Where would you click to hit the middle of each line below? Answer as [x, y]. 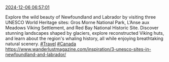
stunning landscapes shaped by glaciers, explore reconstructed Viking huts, [85, 33]
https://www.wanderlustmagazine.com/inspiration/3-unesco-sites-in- [78, 49]
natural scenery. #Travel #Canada [41, 44]
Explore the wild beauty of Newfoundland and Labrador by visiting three [81, 17]
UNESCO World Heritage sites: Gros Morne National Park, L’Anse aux [77, 22]
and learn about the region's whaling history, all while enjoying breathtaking [84, 38]
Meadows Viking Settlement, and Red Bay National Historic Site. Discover [82, 28]
